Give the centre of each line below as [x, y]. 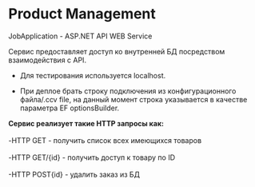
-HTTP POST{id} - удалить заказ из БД [74, 174]
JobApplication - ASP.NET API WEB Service [80, 36]
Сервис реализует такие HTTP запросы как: [86, 123]
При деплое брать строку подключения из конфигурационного [128, 91]
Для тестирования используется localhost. [93, 75]
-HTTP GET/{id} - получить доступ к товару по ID [92, 157]
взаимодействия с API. [47, 60]
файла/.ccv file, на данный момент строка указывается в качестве [133, 99]
